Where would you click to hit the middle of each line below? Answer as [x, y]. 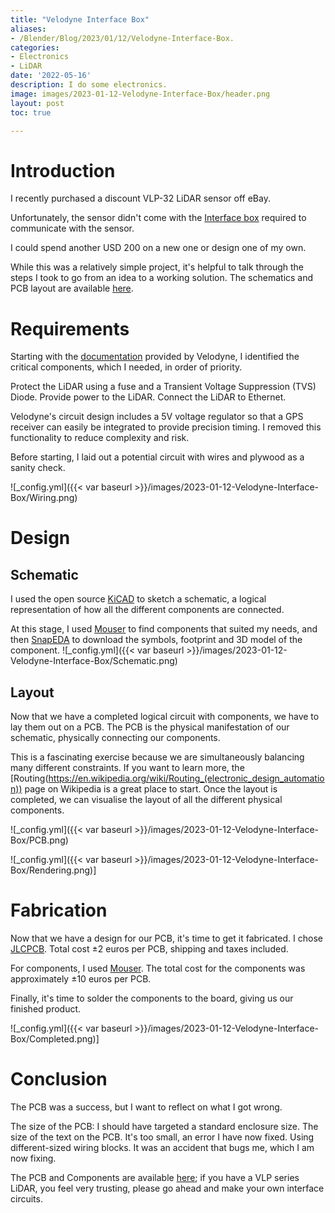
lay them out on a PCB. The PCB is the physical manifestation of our [150, 727]
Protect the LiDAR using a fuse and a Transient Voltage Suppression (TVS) [163, 387]
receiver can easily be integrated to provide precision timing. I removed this [166, 427]
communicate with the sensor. [72, 228]
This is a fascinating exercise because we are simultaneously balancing [157, 757]
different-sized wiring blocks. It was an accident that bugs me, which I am [162, 1147]
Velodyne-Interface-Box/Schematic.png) [94, 661]
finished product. [46, 1009]
